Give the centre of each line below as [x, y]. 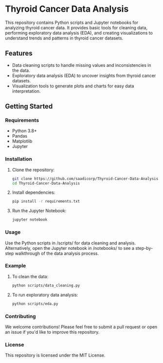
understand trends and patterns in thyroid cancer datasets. [64, 38]
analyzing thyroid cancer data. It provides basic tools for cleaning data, [76, 27]
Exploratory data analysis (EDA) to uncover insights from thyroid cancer [84, 75]
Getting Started [29, 107]
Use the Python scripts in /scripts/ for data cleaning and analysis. [71, 243]
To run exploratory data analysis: [45, 295]
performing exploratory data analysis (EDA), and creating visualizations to [79, 33]
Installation [19, 159]
